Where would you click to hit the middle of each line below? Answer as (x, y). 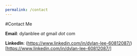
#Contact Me (19, 24)
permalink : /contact (27, 10)
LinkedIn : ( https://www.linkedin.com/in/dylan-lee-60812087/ (68, 43)
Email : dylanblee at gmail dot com (40, 33)
